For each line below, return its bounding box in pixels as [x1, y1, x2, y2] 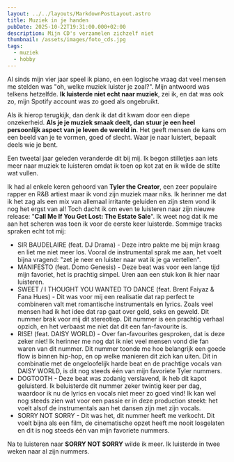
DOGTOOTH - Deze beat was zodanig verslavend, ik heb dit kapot [17, 374, 207, 382]
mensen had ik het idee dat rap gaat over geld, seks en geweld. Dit [17, 307, 210, 315]
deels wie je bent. [7, 140, 58, 149]
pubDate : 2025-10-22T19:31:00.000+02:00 [7, 23, 127, 30]
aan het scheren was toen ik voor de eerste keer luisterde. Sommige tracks [7, 219, 223, 228]
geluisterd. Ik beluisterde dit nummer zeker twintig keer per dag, [17, 382, 202, 390]
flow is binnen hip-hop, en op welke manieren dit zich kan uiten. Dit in [17, 352, 218, 360]
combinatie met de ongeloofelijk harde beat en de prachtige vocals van [17, 359, 221, 368]
